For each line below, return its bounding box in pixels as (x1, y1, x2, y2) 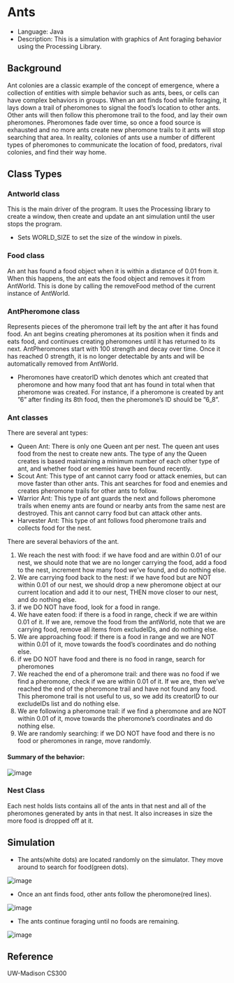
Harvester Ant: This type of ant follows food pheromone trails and (17, 517, 207, 525)
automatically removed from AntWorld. (7, 359, 119, 368)
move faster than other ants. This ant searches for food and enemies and (17, 480, 228, 488)
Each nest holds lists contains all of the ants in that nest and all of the (7, 801, 206, 810)
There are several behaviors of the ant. (7, 538, 119, 546)
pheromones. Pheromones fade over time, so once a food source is (7, 118, 201, 127)
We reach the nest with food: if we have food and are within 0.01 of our (17, 551, 221, 559)
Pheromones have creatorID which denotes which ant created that (17, 373, 209, 382)
